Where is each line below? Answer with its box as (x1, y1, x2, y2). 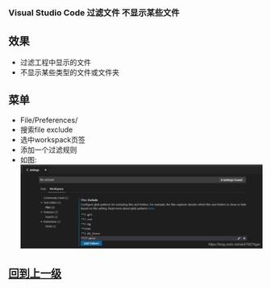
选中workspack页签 (19, 134, 86, 144)
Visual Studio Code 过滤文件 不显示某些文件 (8, 6, 180, 18)
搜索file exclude (19, 125, 73, 134)
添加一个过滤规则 (19, 145, 77, 154)
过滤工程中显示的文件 (19, 57, 91, 67)
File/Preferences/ (19, 115, 78, 125)
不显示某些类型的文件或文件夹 (19, 67, 119, 77)
